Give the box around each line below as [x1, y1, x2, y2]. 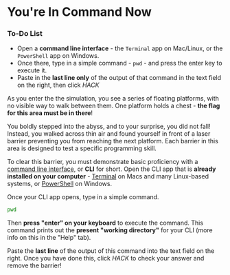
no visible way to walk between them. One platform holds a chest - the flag [7, 101, 220, 110]
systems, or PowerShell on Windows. [7, 180, 112, 188]
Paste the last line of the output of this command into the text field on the [7, 247, 215, 255]
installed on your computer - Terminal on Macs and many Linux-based [7, 172, 209, 181]
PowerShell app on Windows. [16, 52, 100, 60]
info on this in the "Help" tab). [7, 234, 91, 242]
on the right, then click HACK [16, 81, 100, 90]
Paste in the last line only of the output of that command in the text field [16, 74, 222, 82]
